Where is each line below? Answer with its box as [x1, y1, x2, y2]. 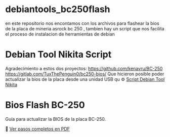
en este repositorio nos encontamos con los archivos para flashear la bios [5, 20, 159, 26]
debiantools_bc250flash [5, 4, 110, 15]
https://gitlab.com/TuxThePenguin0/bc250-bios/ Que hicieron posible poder [5, 71, 164, 77]
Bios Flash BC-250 [5, 100, 85, 111]
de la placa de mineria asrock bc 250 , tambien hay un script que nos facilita [5, 25, 164, 31]
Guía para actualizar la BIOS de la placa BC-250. [5, 116, 106, 122]
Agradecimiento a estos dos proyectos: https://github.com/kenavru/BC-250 [5, 65, 163, 71]
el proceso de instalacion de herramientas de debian [5, 31, 115, 37]
